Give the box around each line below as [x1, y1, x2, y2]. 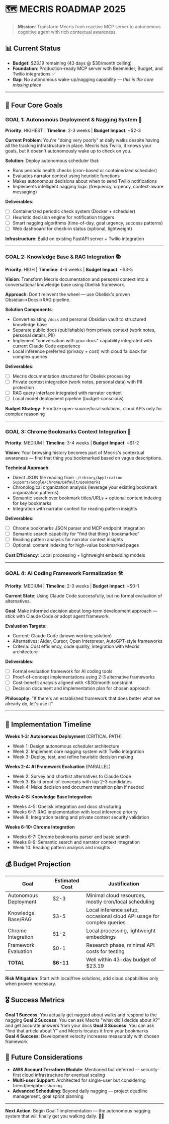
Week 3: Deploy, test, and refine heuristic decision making [12, 754, 133, 760]
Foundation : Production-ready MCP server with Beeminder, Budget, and [12, 65, 163, 71]
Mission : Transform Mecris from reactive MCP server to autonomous [17, 23, 161, 30]
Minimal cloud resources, [86, 891, 146, 898]
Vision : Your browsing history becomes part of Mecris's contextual [5, 449, 144, 456]
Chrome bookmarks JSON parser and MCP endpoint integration [12, 525, 145, 531]
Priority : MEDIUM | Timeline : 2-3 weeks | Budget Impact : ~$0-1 [5, 583, 139, 589]
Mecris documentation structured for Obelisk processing [12, 373, 130, 379]
